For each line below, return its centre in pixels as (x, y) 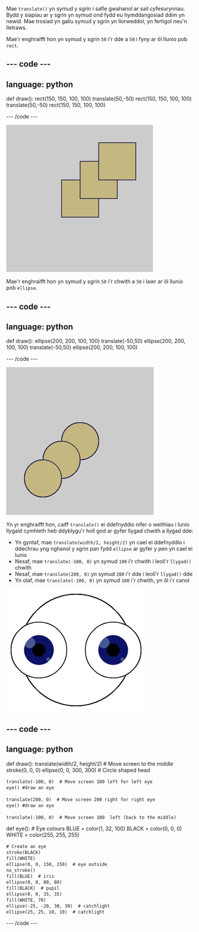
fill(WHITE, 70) (26, 900)
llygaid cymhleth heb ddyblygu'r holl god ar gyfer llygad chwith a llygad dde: (100, 531)
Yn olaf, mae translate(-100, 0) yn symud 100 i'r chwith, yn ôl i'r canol (102, 581)
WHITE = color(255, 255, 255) (43, 835)
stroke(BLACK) (24, 852)
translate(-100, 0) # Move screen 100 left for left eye (79, 782)
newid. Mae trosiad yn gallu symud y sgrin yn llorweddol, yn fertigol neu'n (97, 21)
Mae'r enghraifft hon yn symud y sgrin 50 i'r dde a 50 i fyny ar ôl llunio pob (97, 39)
